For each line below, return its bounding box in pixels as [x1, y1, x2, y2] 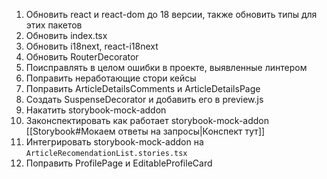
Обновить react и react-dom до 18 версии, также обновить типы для [25, 9, 318, 20]
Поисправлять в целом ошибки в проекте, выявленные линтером [25, 62, 308, 73]
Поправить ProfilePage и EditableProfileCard [25, 157, 213, 169]
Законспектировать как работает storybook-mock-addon [25, 115, 270, 126]
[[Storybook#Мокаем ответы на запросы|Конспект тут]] [25, 125, 266, 137]
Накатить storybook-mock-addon [25, 104, 167, 116]
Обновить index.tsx [25, 30, 108, 41]
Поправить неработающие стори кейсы [25, 72, 197, 84]
